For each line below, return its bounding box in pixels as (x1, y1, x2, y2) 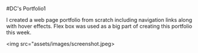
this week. (6, 29, 32, 36)
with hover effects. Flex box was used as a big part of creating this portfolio (6, 23, 193, 29)
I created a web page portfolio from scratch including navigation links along (6, 16, 193, 23)
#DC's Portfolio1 (6, 5, 46, 12)
